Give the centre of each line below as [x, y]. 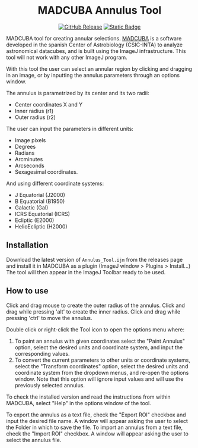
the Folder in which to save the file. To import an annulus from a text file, [95, 427]
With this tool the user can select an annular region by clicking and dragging [99, 68]
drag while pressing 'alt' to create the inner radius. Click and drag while [93, 311]
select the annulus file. [34, 440]
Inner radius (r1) [34, 111]
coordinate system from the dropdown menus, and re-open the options [102, 372]
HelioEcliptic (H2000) [41, 226]
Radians [25, 153]
